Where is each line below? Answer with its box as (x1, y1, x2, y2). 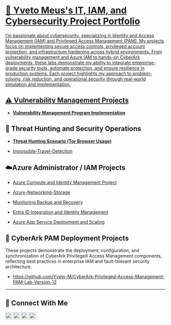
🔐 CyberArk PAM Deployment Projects (5, 234, 129, 242)
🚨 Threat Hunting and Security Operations (5, 125, 141, 133)
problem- (132, 70, 152, 76)
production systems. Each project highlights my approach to (5, 70, 132, 76)
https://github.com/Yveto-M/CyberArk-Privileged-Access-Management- (12, 273, 165, 280)
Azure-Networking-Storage (12, 189, 70, 196)
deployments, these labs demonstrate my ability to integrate (5, 59, 131, 65)
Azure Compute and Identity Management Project (12, 179, 117, 185)
